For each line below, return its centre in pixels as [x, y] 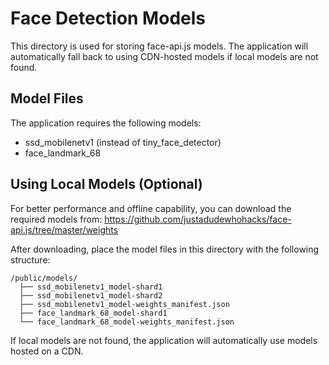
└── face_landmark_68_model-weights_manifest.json [127, 322]
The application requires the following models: [106, 123]
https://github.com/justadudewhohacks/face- [198, 219]
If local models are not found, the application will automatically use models [164, 340]
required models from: [56, 219]
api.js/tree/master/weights [64, 229]
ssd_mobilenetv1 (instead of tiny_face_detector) [123, 142]
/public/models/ [44, 278]
